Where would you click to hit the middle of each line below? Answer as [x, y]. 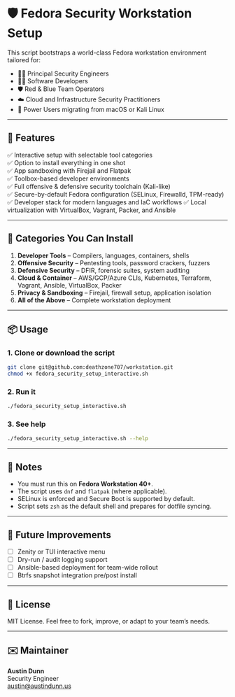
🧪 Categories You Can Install [71, 239]
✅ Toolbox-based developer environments [68, 178]
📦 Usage [28, 329]
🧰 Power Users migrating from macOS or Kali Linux [91, 109]
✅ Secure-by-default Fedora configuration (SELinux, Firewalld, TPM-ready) [116, 194]
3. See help [27, 424]
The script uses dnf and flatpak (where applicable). [92, 491]
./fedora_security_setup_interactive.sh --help [78, 439]
